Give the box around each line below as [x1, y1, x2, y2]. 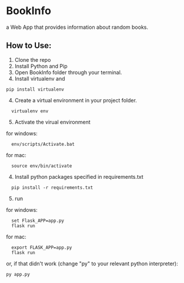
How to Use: [6, 41, 52, 51]
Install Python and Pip [14, 62, 68, 69]
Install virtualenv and [14, 75, 66, 82]
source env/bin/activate [11, 163, 72, 169]
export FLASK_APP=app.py [11, 244, 72, 251]
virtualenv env [11, 108, 49, 114]
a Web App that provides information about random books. [6, 24, 149, 31]
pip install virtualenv [6, 86, 65, 92]
